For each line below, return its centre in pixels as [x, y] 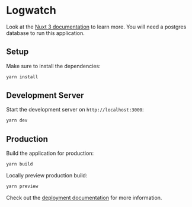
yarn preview [22, 186]
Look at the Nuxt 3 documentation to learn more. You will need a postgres [96, 27]
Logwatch [31, 10]
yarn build [20, 164]
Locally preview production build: [47, 175]
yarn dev [17, 120]
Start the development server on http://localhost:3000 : [75, 110]
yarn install [22, 77]
